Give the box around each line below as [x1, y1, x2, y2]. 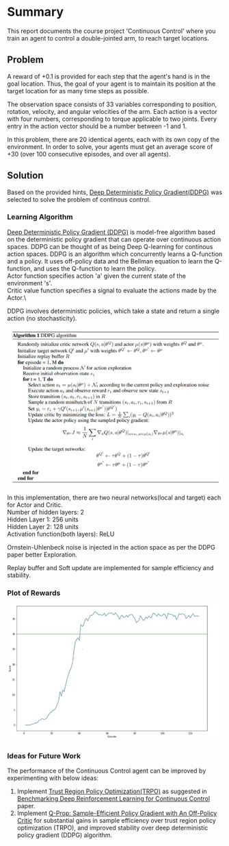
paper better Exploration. [7, 550, 77, 559]
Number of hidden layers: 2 [7, 508, 84, 517]
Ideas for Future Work [7, 751, 81, 760]
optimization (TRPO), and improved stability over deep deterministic [16, 823, 208, 832]
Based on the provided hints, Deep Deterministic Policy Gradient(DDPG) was [7, 188, 223, 196]
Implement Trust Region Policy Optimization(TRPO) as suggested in [16, 787, 207, 795]
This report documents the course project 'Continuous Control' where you [7, 27, 216, 35]
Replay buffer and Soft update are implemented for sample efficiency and [7, 564, 214, 572]
